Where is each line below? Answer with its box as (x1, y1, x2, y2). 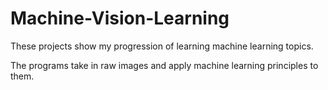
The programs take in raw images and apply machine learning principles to (10, 59, 319, 71)
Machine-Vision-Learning (10, 7, 230, 30)
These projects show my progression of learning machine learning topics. (10, 40, 314, 52)
